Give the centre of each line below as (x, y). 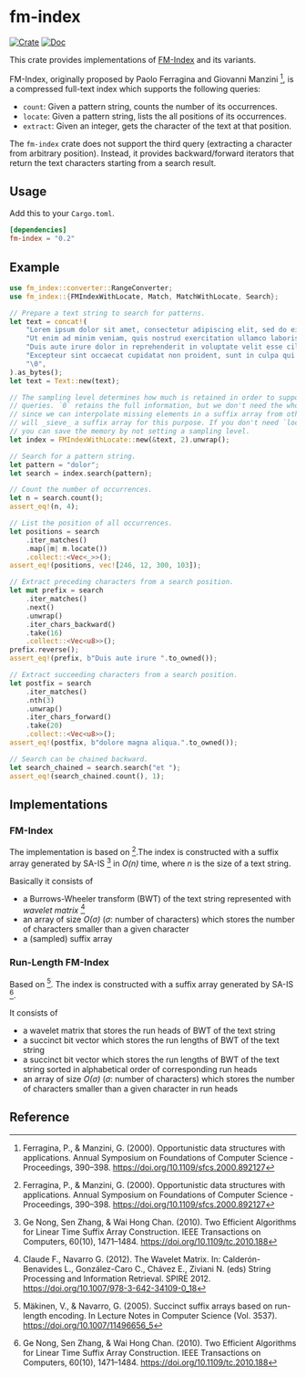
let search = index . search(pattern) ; (81, 473)
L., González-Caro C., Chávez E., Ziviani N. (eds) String (168, 1268)
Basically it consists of (51, 881)
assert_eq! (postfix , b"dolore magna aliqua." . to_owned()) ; (124, 743)
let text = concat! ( (49, 321)
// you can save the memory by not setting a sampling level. (130, 432)
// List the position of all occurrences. (91, 523)
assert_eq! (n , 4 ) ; (44, 507)
